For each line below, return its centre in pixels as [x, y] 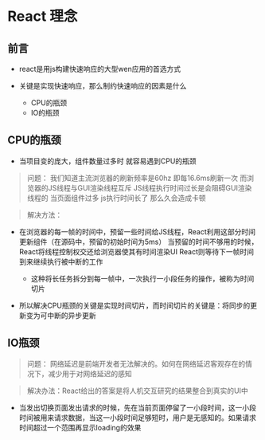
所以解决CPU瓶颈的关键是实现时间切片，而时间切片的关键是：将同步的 [134, 305]
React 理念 [43, 16]
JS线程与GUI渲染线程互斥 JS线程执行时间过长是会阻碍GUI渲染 [150, 187]
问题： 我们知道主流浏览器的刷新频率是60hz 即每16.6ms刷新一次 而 [137, 178]
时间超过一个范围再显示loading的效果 [80, 427]
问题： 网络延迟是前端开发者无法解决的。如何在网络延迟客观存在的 [136, 363]
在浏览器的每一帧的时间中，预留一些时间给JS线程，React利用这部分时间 [137, 231]
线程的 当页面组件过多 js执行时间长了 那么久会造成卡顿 [116, 198]
